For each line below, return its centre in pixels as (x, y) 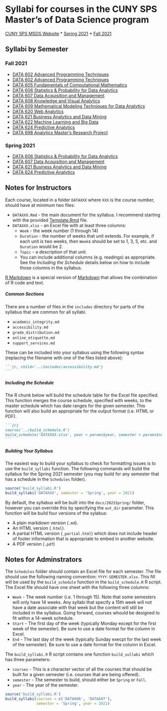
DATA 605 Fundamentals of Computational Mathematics (70, 85)
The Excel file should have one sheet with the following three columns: (78, 587)
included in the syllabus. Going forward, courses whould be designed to (86, 613)
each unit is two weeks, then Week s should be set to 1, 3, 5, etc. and (88, 241)
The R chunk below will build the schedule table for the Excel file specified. (82, 395)
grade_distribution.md (36, 332)
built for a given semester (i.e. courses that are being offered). (76, 675)
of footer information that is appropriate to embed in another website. (83, 539)
